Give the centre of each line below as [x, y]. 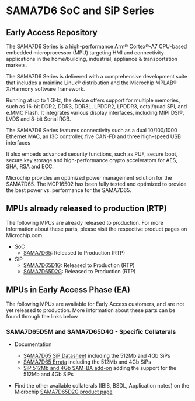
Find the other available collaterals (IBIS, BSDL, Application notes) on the [102, 385]
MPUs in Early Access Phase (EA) [68, 290]
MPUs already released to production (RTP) [87, 209]
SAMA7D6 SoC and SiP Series [80, 11]
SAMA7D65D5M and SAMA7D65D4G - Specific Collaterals [91, 331]
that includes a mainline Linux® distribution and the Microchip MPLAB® [91, 83]
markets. [17, 65]
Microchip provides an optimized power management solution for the [89, 178]
